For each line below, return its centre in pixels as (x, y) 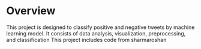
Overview (31, 11)
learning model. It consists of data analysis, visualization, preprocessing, (96, 33)
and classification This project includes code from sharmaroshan (86, 40)
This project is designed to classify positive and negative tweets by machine (100, 27)
